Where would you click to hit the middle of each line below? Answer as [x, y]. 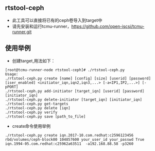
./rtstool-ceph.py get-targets [37, 104]
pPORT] [12, 87]
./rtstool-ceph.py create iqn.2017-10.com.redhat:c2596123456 [69, 135]
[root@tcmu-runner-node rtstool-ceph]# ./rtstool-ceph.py [65, 70]
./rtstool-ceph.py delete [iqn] [38, 108]
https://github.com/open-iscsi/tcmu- [108, 26]
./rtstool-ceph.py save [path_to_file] [45, 116]
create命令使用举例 [31, 126]
